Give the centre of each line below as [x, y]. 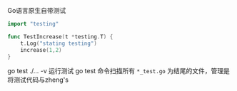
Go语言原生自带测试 [37, 10]
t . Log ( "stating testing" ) [59, 43]
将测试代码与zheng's [38, 80]
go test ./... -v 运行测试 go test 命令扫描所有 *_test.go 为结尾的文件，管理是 [118, 71]
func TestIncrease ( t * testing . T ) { [60, 37]
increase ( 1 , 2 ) [41, 50]
